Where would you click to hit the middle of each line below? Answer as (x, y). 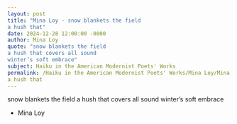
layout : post (27, 14)
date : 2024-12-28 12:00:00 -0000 (57, 33)
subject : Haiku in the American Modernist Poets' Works (92, 66)
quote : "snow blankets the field (57, 46)
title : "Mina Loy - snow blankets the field (74, 20)
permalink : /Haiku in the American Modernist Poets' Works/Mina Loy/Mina (119, 73)
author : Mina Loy (33, 40)
